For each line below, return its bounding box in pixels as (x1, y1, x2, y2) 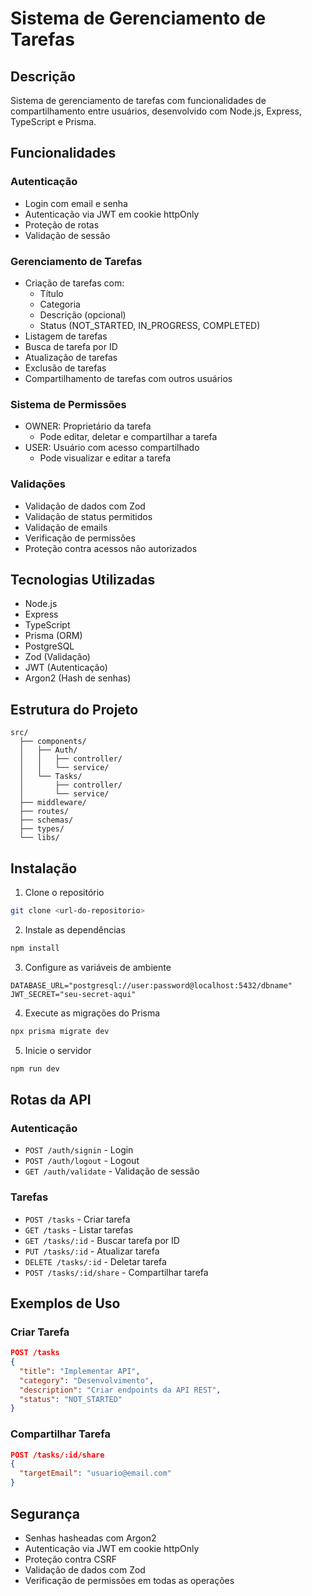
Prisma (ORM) (24, 630, 83, 642)
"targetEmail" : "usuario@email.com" (19, 1468, 172, 1479)
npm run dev (10, 1063, 60, 1074)
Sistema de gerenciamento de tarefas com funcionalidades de (10, 95, 267, 106)
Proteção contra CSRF (24, 1553, 117, 1565)
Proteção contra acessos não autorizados (24, 542, 198, 554)
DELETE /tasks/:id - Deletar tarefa (24, 1255, 167, 1267)
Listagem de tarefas (24, 330, 108, 342)
